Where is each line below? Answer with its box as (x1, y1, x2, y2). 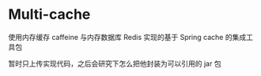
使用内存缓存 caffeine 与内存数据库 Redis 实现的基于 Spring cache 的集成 (8, 32, 247, 42)
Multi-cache (8, 5, 91, 24)
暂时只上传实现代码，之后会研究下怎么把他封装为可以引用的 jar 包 (8, 59, 221, 68)
